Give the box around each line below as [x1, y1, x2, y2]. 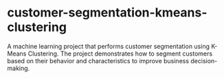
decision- [190, 56, 218, 65]
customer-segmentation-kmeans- [7, 5, 208, 21]
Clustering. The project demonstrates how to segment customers [27, 49, 213, 58]
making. [7, 64, 30, 72]
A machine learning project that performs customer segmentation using [7, 42, 210, 50]
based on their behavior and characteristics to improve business [7, 56, 190, 65]
